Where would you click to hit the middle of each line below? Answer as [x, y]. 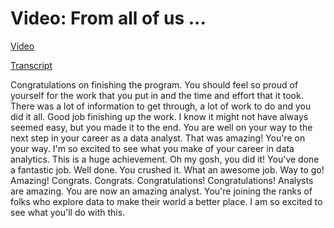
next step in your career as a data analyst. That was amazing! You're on [158, 138]
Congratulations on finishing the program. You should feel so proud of [154, 84]
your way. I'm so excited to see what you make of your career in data [152, 148]
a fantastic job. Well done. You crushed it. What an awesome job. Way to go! [167, 169]
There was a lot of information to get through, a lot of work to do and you [161, 106]
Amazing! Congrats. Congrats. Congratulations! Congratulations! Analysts [162, 180]
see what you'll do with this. [68, 212]
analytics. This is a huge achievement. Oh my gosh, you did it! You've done [165, 159]
